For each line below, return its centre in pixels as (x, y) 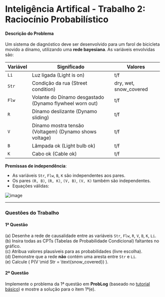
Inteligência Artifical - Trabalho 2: (75, 9)
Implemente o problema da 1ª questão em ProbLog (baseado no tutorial (78, 284)
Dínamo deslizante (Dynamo (64, 112)
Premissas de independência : (36, 166)
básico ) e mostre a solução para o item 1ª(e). (50, 289)
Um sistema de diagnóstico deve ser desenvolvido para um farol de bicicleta (82, 44)
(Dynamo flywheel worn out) (65, 103)
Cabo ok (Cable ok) (54, 154)
